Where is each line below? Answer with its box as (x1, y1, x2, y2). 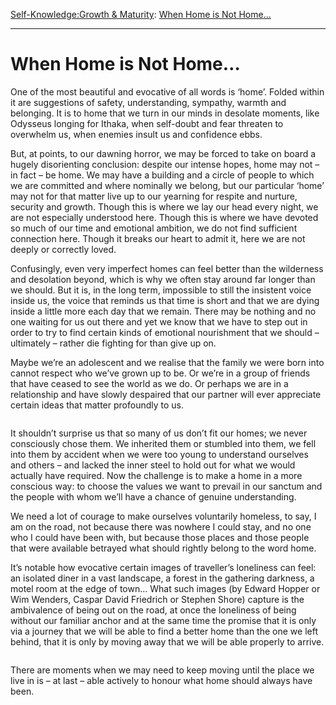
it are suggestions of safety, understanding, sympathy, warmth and (10, 96, 287, 108)
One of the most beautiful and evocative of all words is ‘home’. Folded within (10, 85, 325, 98)
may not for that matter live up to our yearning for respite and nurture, (10, 190, 298, 202)
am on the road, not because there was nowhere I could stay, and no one (10, 520, 312, 533)
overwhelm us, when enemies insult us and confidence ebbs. (10, 128, 263, 140)
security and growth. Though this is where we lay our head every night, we (10, 200, 319, 213)
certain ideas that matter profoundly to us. (10, 399, 184, 411)
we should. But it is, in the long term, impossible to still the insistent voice (10, 284, 312, 296)
